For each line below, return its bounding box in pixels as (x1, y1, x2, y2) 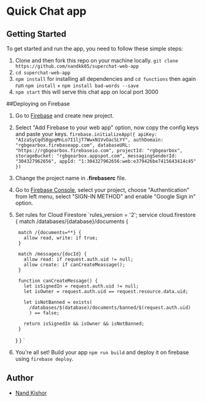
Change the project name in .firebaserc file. (15, 175, 127, 181)
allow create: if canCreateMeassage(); (23, 262, 125, 268)
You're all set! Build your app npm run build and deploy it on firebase (15, 349, 189, 356)
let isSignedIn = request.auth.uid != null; (23, 283, 139, 289)
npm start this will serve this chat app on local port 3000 (15, 88, 159, 96)
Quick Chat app (6, 4, 87, 18)
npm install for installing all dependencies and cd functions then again (15, 75, 196, 82)
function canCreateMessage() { (18, 278, 98, 284)
